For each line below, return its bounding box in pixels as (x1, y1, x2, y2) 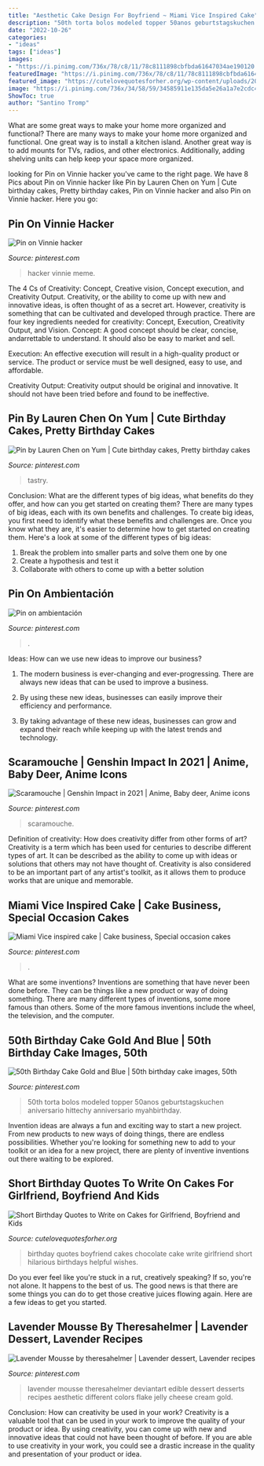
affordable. (8, 365, 44, 375)
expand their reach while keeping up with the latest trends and (19, 724, 222, 734)
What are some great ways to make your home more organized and (8, 121, 226, 130)
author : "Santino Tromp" (8, 99, 90, 107)
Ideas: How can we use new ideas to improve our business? (8, 654, 202, 663)
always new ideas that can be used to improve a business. (19, 677, 209, 687)
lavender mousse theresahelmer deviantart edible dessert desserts (27, 1384, 245, 1393)
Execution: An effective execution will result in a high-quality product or (8, 349, 240, 358)
